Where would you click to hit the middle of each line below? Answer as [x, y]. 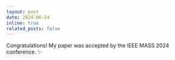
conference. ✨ [24, 52]
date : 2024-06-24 [28, 17]
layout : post [23, 12]
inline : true [23, 23]
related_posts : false [33, 28]
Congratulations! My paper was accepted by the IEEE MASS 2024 [88, 46]
